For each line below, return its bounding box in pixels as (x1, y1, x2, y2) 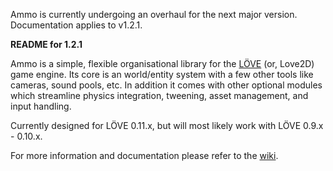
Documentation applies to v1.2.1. (10, 19, 143, 31)
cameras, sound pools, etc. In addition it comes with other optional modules (10, 79, 323, 91)
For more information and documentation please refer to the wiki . (10, 150, 279, 161)
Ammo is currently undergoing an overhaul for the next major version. (10, 9, 298, 20)
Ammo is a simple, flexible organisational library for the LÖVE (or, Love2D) (10, 58, 315, 69)
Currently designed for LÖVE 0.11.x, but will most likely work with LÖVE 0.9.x (10, 120, 324, 131)
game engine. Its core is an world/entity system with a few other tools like (10, 69, 314, 80)
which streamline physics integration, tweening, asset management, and (10, 90, 309, 101)
